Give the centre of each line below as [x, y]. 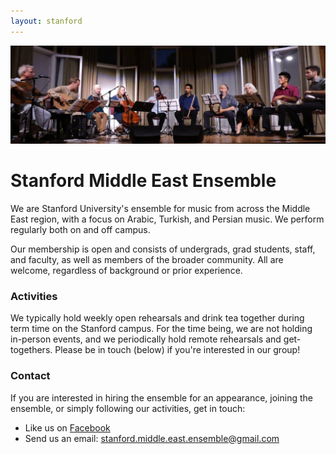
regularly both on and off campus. [80, 230]
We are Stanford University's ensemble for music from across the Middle [160, 209]
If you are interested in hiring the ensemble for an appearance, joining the [161, 397]
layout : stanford [46, 21]
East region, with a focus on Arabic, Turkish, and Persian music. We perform [167, 219]
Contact [30, 376]
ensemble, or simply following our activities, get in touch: [128, 408]
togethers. [31, 350]
